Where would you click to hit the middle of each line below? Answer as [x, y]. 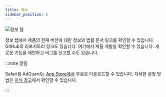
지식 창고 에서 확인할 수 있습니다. [46, 80]
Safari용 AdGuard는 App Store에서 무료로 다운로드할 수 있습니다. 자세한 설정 [80, 73]
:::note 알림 [16, 63]
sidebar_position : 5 [27, 14]
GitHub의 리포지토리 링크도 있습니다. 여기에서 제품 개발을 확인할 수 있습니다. [79, 46]
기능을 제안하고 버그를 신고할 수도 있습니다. [56, 52]
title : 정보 [17, 10]
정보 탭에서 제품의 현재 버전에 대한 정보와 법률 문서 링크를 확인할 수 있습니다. [80, 40]
